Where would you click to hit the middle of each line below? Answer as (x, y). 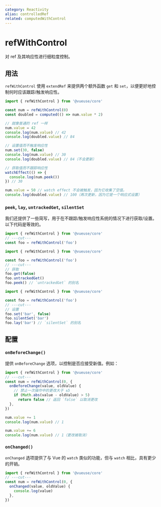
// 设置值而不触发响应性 (26, 146)
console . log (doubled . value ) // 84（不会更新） (51, 159)
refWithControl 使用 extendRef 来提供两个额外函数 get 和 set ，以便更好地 (78, 86)
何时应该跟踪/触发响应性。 (35, 92)
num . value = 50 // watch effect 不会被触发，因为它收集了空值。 (66, 190)
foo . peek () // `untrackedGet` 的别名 (42, 283)
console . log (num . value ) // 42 (36, 132)
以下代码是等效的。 (24, 224)
